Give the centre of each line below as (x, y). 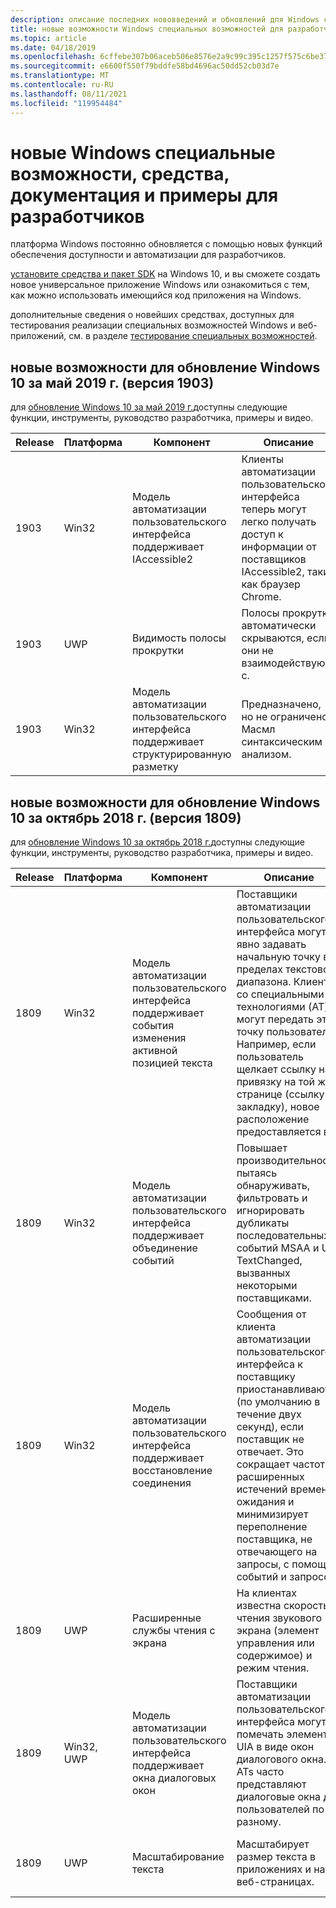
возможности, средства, (120, 173)
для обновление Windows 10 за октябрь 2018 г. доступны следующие (157, 842)
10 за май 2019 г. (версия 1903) (112, 382)
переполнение (272, 1527)
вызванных (263, 1273)
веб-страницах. (275, 1882)
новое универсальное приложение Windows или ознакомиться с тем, (160, 285)
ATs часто (260, 1772)
